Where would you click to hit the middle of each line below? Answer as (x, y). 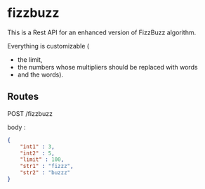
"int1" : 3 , (37, 146)
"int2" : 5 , (37, 153)
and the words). (40, 74)
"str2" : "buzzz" (45, 173)
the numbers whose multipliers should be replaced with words (107, 67)
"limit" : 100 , (42, 159)
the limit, (30, 59)
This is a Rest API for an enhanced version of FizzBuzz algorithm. (102, 32)
